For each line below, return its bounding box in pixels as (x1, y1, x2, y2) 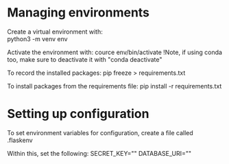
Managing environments (7, 5, 149, 21)
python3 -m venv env (7, 34, 68, 43)
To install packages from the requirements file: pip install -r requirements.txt (7, 82, 222, 90)
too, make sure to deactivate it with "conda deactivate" (7, 55, 162, 63)
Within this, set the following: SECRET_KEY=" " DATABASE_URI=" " (7, 149, 192, 157)
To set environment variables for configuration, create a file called (7, 128, 193, 137)
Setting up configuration (7, 106, 149, 121)
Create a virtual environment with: (7, 27, 103, 36)
